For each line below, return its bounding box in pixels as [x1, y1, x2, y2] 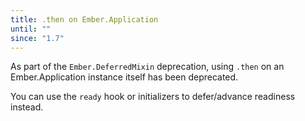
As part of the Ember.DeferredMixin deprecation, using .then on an [10, 61, 285, 73]
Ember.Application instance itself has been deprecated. [10, 71, 239, 83]
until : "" [10, 24, 52, 34]
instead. [10, 101, 44, 113]
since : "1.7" [10, 33, 65, 43]
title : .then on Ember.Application [10, 14, 159, 25]
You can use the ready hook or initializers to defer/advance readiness [10, 91, 296, 103]
